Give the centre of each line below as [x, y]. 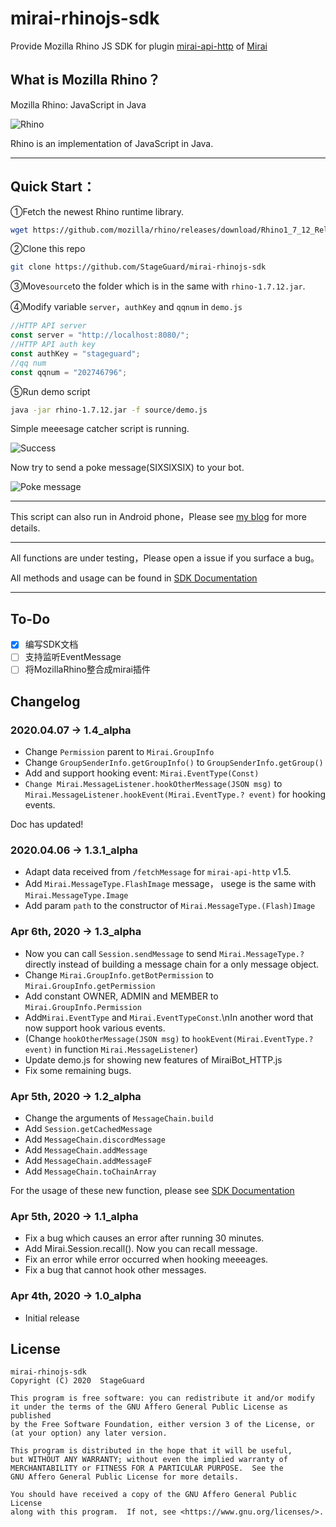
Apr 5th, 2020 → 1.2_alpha [76, 1096]
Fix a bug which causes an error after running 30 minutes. [144, 1238]
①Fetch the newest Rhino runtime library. [97, 211]
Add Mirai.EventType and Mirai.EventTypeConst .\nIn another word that [169, 1017]
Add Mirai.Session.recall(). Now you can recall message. [141, 1249]
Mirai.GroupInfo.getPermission [90, 986]
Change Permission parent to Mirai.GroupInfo [119, 752]
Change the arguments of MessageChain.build [119, 1118]
